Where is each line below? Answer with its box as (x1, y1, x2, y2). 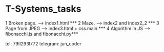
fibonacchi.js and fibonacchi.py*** (5, 31, 78, 37)
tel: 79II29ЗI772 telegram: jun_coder (5, 40, 82, 46)
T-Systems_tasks (5, 3, 81, 15)
